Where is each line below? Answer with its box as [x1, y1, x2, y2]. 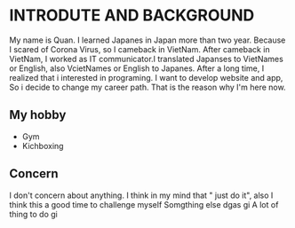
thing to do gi [9, 208, 58, 219]
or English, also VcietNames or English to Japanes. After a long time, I [9, 63, 265, 74]
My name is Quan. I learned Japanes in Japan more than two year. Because [9, 35, 286, 45]
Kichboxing [21, 140, 64, 151]
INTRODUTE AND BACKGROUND [9, 5, 255, 26]
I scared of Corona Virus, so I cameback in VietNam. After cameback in [9, 43, 270, 54]
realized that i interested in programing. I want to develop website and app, [9, 72, 283, 83]
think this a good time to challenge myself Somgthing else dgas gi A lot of [9, 199, 279, 209]
